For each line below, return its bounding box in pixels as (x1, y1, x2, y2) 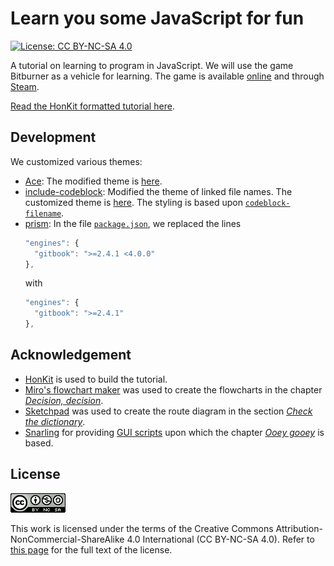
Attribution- (275, 522, 323, 534)
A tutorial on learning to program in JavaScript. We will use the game (10, 59, 294, 71)
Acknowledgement (10, 347, 132, 364)
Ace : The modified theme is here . (24, 175, 163, 187)
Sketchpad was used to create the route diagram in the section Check (24, 405, 313, 417)
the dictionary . (24, 415, 86, 427)
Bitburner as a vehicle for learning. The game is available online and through (10, 70, 325, 82)
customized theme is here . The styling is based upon (24, 196, 243, 208)
